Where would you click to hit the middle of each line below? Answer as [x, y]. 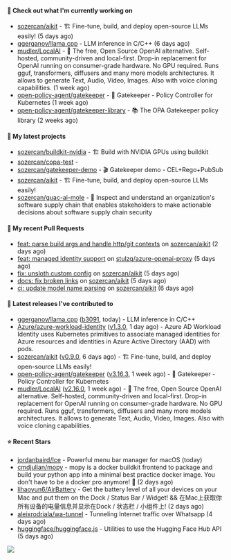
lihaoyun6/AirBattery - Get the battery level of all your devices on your [117, 489]
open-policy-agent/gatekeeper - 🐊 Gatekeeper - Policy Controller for [115, 95]
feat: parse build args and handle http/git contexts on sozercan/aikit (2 [118, 244]
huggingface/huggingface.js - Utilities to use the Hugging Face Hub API [119, 529]
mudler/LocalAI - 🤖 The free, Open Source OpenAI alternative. [105, 51]
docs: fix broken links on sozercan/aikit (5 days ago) [92, 280]
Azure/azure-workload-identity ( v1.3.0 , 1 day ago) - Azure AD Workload [119, 326]
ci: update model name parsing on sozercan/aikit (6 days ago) [105, 288]
